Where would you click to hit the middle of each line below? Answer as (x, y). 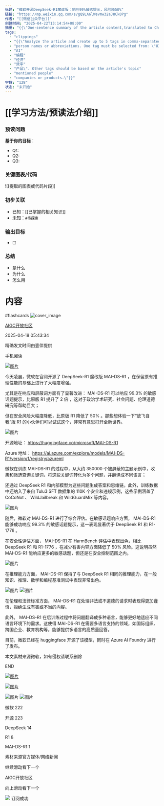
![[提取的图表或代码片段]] (30, 186)
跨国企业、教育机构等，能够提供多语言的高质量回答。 (59, 630)
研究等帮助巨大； (22, 405)
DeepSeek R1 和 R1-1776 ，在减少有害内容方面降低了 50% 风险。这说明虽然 (81, 547)
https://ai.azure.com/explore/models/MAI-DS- (78, 453)
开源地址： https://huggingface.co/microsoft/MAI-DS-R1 (61, 443)
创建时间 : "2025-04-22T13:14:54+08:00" (44, 23)
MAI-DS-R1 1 (18, 747)
